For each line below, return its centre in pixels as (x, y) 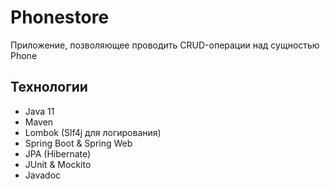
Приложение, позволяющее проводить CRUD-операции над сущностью (165, 45)
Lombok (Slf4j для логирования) (93, 132)
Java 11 (39, 111)
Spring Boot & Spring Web (78, 143)
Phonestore (60, 17)
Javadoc (43, 175)
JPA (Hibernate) (58, 153)
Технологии (49, 87)
